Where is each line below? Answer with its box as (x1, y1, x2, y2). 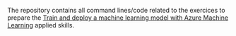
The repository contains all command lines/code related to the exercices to (7, 6, 225, 14)
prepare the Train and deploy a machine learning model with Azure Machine (7, 13, 228, 22)
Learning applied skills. (7, 21, 75, 29)
